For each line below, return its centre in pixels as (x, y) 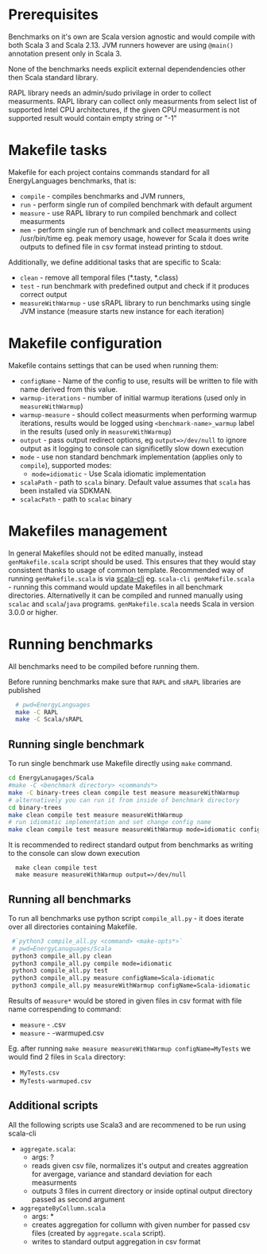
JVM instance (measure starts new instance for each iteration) (122, 311)
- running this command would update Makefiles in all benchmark (116, 586)
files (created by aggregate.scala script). (99, 1233)
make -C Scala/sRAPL (49, 720)
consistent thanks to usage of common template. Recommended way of (126, 570)
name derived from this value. (69, 389)
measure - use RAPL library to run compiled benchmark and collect (128, 213)
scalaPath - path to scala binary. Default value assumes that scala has (135, 482)
